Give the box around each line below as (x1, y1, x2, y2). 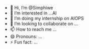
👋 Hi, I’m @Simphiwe (10, 5, 53, 10)
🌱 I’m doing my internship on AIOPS (10, 15, 84, 21)
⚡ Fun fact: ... (10, 39, 38, 45)
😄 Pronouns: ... (10, 33, 43, 39)
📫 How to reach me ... (10, 26, 57, 32)
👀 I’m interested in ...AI (10, 10, 57, 16)
